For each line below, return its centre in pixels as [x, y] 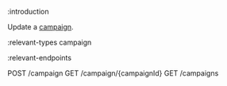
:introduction [28, 12]
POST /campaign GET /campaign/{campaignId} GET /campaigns [113, 73]
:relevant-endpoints [40, 58]
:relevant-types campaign [50, 42]
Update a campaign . [40, 27]
